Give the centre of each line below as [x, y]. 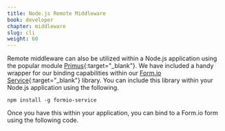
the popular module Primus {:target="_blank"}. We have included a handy [110, 66]
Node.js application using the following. [63, 88]
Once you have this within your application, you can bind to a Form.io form [112, 113]
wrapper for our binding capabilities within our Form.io [84, 73]
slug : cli [21, 33]
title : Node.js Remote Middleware [57, 13]
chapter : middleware [37, 26]
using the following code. [43, 120]
